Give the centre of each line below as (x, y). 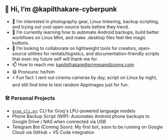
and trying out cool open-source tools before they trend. (70, 27)
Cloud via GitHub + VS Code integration (53, 132)
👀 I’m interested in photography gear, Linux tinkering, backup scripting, (86, 21)
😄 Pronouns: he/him (33, 72)
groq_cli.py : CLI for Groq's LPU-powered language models (74, 111)
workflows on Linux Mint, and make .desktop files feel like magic (79, 37)
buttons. (21, 43)
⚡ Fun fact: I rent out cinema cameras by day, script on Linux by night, (85, 77)
